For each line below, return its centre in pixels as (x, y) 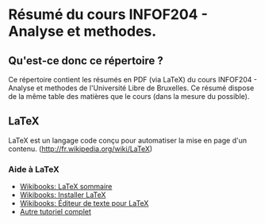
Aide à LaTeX (34, 169)
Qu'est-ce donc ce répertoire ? (86, 61)
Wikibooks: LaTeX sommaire (66, 187)
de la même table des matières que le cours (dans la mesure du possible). (129, 96)
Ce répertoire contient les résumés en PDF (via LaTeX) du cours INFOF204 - (133, 80)
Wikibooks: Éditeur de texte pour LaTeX (84, 203)
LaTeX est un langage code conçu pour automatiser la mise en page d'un (128, 140)
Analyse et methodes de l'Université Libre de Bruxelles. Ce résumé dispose (131, 88)
